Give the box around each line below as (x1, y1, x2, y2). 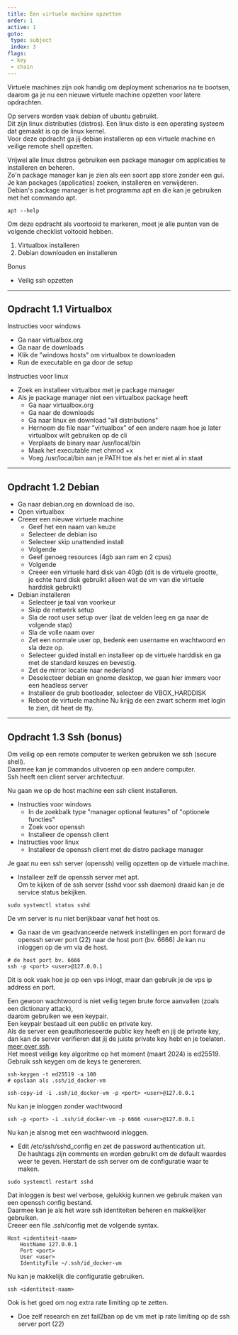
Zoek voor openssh (28, 823, 85, 831)
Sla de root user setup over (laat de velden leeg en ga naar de (28, 613, 209, 622)
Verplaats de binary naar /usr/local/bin (28, 438, 140, 448)
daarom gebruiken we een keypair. (7, 1012, 108, 1020)
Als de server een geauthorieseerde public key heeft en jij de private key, (7, 1027, 221, 1036)
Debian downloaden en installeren (17, 248, 118, 256)
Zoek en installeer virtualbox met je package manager (17, 386, 175, 394)
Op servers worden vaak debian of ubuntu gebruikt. (7, 112, 159, 120)
